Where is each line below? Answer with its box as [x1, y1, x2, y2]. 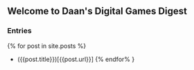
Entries [7, 26, 33, 36]
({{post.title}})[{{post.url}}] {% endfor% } [17, 55, 135, 63]
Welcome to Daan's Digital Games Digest [7, 5, 187, 17]
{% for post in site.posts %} [7, 41, 87, 50]
